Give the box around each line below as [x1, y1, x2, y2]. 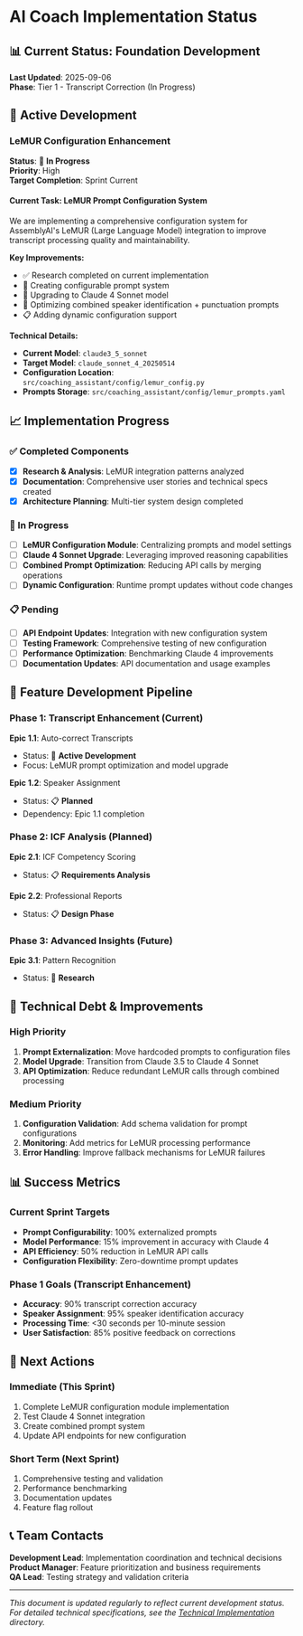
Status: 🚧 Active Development [22, 750, 137, 761]
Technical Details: [9, 330, 78, 341]
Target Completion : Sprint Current [9, 175, 138, 185]
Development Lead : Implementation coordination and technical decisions [9, 1552, 282, 1563]
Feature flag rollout [22, 1502, 94, 1513]
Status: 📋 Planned [22, 795, 93, 806]
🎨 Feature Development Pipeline [9, 685, 193, 700]
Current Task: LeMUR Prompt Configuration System [9, 195, 207, 206]
